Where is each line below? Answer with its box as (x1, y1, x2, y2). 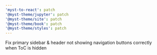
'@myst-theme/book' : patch (5, 21, 62, 26)
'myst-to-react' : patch (5, 7, 56, 12)
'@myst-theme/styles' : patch (5, 26, 67, 31)
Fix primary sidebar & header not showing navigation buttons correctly (5, 39, 152, 45)
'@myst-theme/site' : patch (5, 16, 62, 21)
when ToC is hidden (5, 45, 47, 51)
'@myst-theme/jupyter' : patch (5, 12, 69, 17)
